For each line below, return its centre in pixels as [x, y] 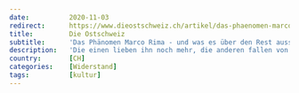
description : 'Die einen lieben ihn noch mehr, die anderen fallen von [149, 50]
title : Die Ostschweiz [67, 34]
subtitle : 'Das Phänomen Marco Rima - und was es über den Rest [141, 42]
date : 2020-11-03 [59, 17]
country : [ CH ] [48, 58]
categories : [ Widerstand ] [63, 67]
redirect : [28, 26]
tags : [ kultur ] [55, 75]
